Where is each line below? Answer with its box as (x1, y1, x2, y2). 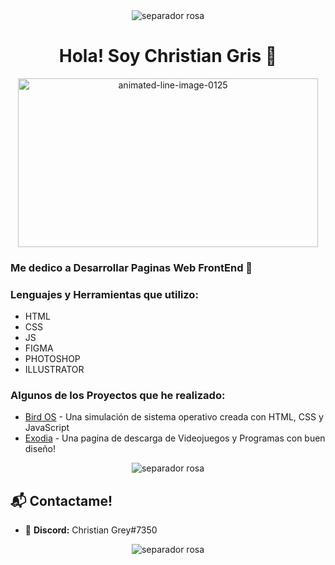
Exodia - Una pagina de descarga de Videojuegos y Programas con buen (24, 432, 326, 444)
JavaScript (24, 422, 70, 434)
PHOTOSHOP (24, 353, 81, 365)
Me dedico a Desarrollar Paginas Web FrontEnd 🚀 (10, 260, 253, 274)
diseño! (24, 443, 57, 455)
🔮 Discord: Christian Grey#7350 (24, 524, 158, 536)
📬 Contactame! (10, 492, 113, 509)
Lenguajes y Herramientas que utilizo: (10, 287, 199, 301)
